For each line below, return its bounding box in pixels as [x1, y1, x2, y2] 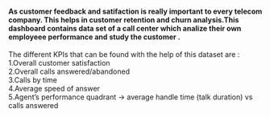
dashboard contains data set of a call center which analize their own [8, 23, 242, 33]
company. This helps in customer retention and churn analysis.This [8, 14, 239, 24]
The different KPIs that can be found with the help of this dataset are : [8, 50, 240, 59]
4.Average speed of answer [8, 84, 101, 94]
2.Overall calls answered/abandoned [8, 67, 131, 76]
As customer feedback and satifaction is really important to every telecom [8, 6, 263, 16]
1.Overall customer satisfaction [8, 58, 110, 68]
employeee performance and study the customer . [8, 32, 181, 42]
